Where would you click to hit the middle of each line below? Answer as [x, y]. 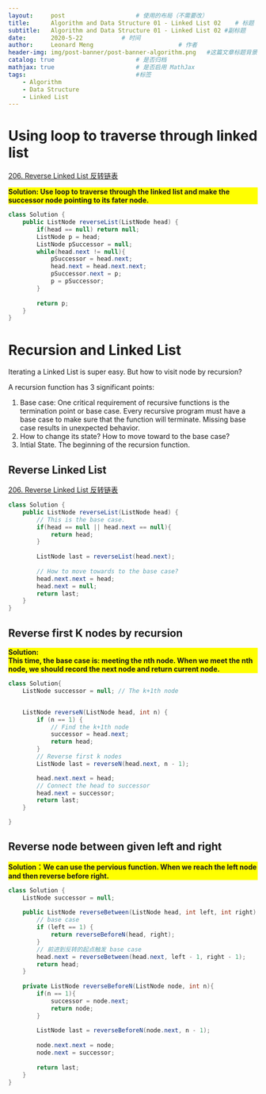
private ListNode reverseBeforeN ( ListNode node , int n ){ [118, 986]
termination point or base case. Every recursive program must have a [133, 411]
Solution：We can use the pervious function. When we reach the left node [133, 867]
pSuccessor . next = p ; [86, 274]
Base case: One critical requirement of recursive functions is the [125, 403]
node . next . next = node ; [76, 1046]
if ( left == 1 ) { [65, 927]
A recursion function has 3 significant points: [81, 387]
